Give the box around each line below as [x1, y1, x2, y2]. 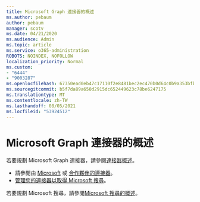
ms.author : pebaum [6, 14, 52, 20]
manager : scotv [6, 25, 44, 32]
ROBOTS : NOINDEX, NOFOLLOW [6, 53, 73, 59]
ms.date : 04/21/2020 [6, 31, 58, 37]
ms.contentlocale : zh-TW [6, 97, 68, 103]
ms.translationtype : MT [6, 92, 65, 98]
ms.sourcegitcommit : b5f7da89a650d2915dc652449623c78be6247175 [6, 86, 167, 92]
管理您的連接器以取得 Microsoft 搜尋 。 [14, 177, 110, 184]
